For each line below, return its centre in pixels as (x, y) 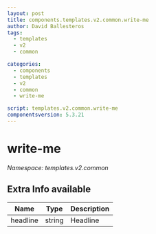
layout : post (26, 13)
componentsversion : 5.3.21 (46, 115)
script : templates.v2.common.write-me (63, 108)
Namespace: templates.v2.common (58, 167)
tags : (15, 33)
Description (90, 209)
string (54, 220)
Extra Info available (49, 189)
